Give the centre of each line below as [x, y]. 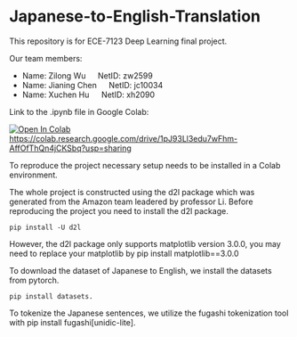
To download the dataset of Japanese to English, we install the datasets [141, 270]
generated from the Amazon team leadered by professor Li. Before [131, 201]
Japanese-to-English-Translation [135, 16]
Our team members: [46, 58]
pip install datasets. [51, 296]
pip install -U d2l [45, 227]
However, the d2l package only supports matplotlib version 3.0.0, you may [145, 243]
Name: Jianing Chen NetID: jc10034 [92, 85]
